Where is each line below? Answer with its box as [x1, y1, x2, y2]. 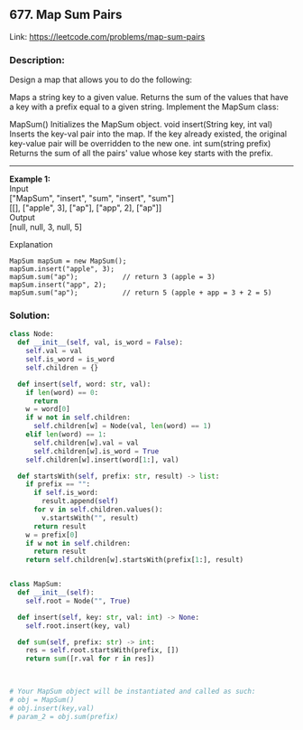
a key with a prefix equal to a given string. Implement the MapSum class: [9, 101, 280, 112]
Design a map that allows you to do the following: [9, 74, 192, 85]
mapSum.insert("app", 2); [9, 280, 106, 290]
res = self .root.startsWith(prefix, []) [25, 646, 179, 655]
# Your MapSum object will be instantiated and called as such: [9, 687, 256, 697]
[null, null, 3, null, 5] [9, 221, 83, 233]
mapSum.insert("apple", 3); [9, 265, 115, 274]
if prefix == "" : [25, 480, 91, 489]
